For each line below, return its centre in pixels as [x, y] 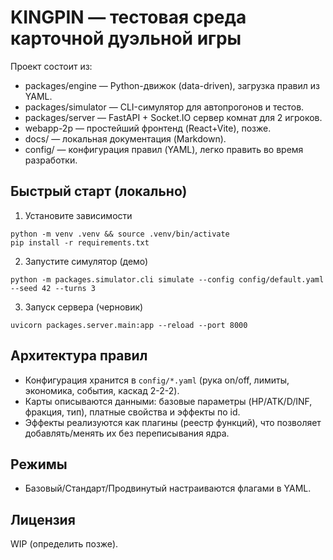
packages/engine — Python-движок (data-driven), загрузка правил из [172, 85]
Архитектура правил [79, 356]
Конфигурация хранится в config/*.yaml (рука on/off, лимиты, [157, 380]
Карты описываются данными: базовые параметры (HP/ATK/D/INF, [168, 401]
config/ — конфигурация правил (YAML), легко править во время [164, 149]
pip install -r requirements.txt [80, 242]
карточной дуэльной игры [126, 38]
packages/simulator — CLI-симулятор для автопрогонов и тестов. [164, 107]
